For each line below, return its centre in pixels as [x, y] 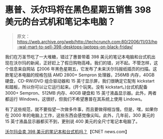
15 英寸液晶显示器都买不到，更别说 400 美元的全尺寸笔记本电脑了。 [73, 121]
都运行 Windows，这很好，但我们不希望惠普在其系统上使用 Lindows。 [75, 99]
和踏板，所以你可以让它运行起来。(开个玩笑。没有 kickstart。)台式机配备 [76, 87]
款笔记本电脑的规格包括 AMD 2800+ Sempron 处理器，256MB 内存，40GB [80, 75]
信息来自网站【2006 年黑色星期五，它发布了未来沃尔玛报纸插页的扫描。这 [83, 69]
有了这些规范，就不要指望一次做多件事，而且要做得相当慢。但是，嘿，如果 [79, 109]
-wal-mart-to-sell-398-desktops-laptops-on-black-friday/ [75, 47]
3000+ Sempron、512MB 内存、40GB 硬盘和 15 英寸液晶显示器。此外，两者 [81, 93]
